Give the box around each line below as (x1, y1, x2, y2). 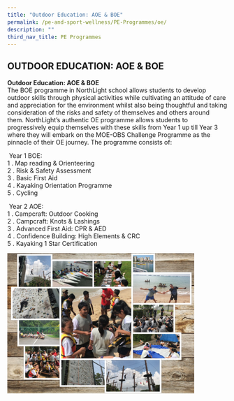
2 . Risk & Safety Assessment (7, 166, 92, 175)
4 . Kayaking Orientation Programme (7, 182, 112, 190)
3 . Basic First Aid (7, 174, 58, 182)
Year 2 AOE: (8, 203, 44, 211)
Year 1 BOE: (8, 152, 43, 160)
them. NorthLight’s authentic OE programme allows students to (7, 116, 189, 124)
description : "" (7, 26, 54, 33)
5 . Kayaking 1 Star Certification (7, 240, 98, 248)
